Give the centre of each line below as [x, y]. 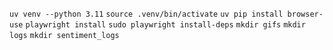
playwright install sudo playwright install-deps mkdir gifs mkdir [165, 25]
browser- [305, 14]
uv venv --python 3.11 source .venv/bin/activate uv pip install [146, 14]
